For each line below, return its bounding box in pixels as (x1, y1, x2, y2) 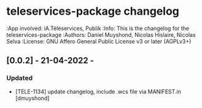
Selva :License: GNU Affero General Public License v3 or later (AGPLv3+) (6, 37, 192, 45)
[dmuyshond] (15, 94, 50, 102)
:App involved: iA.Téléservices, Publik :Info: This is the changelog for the (6, 25, 190, 32)
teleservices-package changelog (6, 4, 180, 18)
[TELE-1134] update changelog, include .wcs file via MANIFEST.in (15, 88, 181, 95)
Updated (6, 74, 33, 82)
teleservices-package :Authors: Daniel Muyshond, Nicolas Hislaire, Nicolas (6, 31, 196, 38)
